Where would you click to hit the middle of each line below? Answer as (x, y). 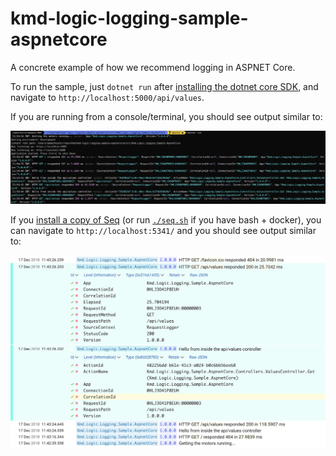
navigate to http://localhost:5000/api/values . (107, 97)
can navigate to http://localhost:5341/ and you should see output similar (163, 230)
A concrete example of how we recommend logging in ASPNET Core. (153, 67)
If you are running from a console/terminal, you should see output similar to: (166, 116)
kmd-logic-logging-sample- (129, 18)
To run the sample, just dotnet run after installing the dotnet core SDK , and (164, 86)
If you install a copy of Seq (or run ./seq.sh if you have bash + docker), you (166, 219)
